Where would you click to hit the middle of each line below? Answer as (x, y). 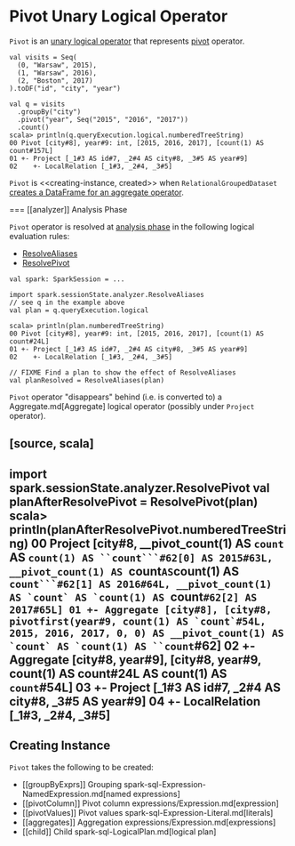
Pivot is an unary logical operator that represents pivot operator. (127, 41)
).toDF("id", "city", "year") (65, 88)
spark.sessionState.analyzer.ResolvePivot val (140, 488)
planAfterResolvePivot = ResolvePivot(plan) (134, 501)
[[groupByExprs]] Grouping (72, 784)
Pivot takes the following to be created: (81, 767)
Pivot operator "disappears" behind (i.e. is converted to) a (116, 397)
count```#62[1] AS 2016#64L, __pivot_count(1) (141, 584)
